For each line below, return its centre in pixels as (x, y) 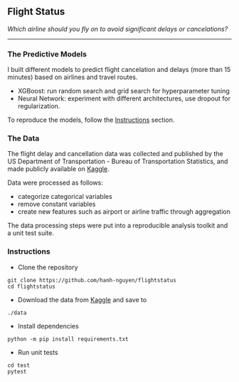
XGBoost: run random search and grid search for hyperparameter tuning (123, 91)
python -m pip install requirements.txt (68, 339)
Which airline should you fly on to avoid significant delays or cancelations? (118, 29)
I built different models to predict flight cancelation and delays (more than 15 (119, 70)
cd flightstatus (31, 286)
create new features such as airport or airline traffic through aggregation (124, 212)
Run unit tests (38, 352)
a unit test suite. (31, 233)
